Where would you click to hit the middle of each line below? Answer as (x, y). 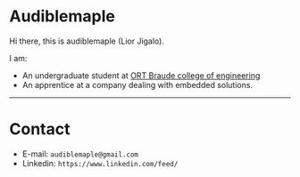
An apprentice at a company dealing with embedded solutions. (137, 84)
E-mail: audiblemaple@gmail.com (80, 154)
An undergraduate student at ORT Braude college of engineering (141, 75)
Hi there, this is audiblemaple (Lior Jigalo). (87, 41)
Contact (40, 129)
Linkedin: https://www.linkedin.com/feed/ (100, 163)
